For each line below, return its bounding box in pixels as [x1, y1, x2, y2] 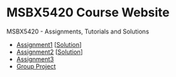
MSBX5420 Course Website [6, 5, 170, 20]
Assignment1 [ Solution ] [16, 40, 82, 48]
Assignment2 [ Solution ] [16, 48, 84, 56]
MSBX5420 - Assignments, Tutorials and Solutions [6, 27, 149, 35]
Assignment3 [16, 55, 54, 63]
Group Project [16, 62, 56, 70]
